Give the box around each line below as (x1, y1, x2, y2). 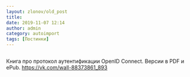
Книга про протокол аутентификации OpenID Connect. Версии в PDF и (6, 57, 185, 65)
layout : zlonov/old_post (6, 8, 68, 15)
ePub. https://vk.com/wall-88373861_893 (6, 64, 108, 71)
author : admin (6, 25, 42, 31)
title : (6, 14, 23, 20)
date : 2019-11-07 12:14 (6, 20, 65, 25)
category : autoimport (6, 31, 60, 37)
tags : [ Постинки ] (6, 36, 49, 42)
